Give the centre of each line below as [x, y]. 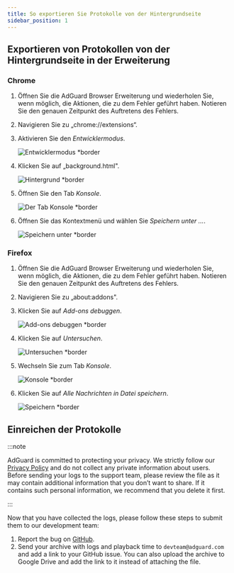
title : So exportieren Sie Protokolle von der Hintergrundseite [104, 14]
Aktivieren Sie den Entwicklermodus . [71, 138]
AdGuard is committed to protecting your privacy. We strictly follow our [111, 460]
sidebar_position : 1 [38, 21]
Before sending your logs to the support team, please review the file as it [113, 475]
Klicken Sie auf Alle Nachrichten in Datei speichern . [93, 394]
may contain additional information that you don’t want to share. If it [106, 483]
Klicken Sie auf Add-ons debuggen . [69, 311]
